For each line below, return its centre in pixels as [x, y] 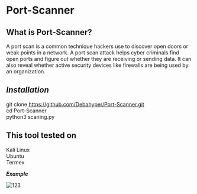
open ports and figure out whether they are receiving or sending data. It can [99, 59]
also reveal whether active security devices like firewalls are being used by [97, 65]
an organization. [26, 71]
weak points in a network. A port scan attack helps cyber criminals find [93, 53]
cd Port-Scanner [26, 111]
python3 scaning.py [30, 117]
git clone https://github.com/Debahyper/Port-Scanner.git [75, 104]
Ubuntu [15, 156]
